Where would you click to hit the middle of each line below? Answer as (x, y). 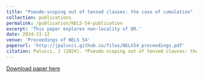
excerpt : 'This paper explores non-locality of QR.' (74, 29)
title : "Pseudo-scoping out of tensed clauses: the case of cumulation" (100, 12)
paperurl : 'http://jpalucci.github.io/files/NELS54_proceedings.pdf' (96, 46)
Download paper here (33, 68)
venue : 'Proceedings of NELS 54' (48, 40)
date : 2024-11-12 (28, 34)
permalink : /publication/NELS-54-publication (64, 23)
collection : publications (39, 18)
